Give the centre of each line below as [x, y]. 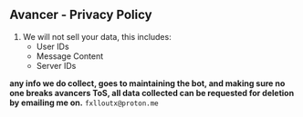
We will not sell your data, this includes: [97, 36]
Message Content [70, 56]
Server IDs [56, 65]
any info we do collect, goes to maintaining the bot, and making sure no [147, 83]
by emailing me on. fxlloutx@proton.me [84, 102]
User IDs [53, 46]
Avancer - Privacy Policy [81, 15]
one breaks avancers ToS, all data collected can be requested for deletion [152, 93]
